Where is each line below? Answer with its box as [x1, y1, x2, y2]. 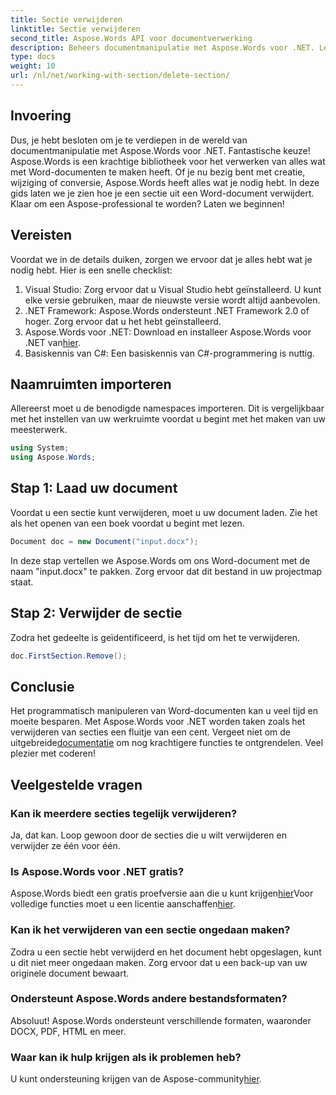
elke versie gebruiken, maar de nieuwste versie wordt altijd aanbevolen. [24, 294, 321, 306]
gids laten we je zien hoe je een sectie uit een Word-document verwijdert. [10, 187, 315, 199]
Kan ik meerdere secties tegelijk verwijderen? [10, 806, 238, 820]
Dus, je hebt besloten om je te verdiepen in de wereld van [10, 134, 248, 146]
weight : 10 [10, 61, 56, 71]
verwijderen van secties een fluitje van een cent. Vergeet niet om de [10, 726, 292, 738]
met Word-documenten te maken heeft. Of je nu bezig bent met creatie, [10, 166, 306, 178]
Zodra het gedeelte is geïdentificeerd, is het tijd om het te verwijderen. [10, 631, 301, 643]
